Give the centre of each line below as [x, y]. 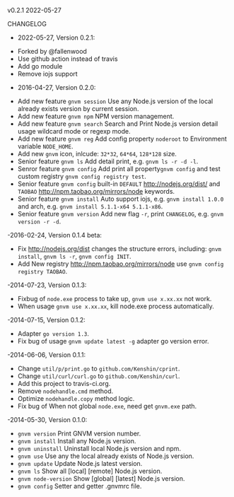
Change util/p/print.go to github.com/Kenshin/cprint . [99, 368]
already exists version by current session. [78, 109]
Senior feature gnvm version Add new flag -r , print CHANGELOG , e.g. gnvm [121, 214]
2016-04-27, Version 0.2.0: [57, 87]
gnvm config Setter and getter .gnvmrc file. [80, 486]
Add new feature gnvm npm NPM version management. [96, 116]
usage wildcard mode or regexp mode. [74, 131]
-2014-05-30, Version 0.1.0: [47, 420]
